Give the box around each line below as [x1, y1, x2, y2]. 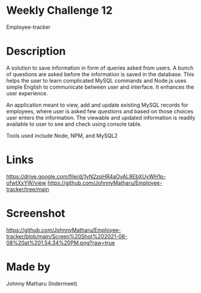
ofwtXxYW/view [6, 179, 46, 186]
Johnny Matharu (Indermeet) [6, 280, 78, 287]
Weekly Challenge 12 [6, 4, 113, 17]
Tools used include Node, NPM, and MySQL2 [6, 132, 118, 139]
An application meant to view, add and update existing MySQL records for [6, 101, 189, 108]
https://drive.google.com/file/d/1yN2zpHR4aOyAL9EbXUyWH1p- [6, 173, 166, 180]
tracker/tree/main [6, 185, 49, 192]
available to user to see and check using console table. [6, 120, 142, 128]
